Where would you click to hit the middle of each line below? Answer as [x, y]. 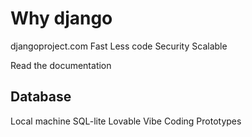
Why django [61, 18]
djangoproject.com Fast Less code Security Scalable [119, 46]
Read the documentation [61, 65]
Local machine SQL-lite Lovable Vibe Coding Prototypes [126, 121]
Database [41, 97]
